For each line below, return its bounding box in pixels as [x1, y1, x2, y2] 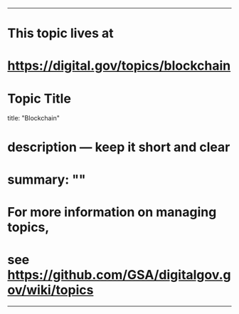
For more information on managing [7, 204, 217, 220]
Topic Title [7, 90, 71, 107]
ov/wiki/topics [7, 282, 94, 298]
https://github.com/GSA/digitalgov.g [7, 267, 231, 283]
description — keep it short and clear [7, 139, 230, 155]
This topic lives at [7, 26, 114, 41]
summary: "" [7, 172, 87, 187]
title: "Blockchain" [7, 114, 60, 122]
